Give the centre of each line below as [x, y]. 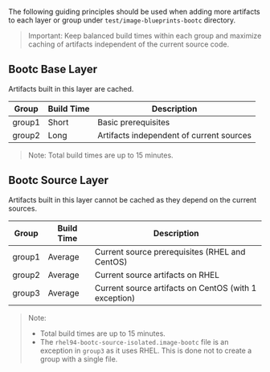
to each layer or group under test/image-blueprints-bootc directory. [122, 20]
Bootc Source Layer [59, 180]
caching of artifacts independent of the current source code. [129, 44]
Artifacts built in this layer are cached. [71, 88]
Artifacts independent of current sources [174, 135]
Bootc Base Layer [53, 69]
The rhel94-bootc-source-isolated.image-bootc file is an [134, 341]
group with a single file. [79, 359]
